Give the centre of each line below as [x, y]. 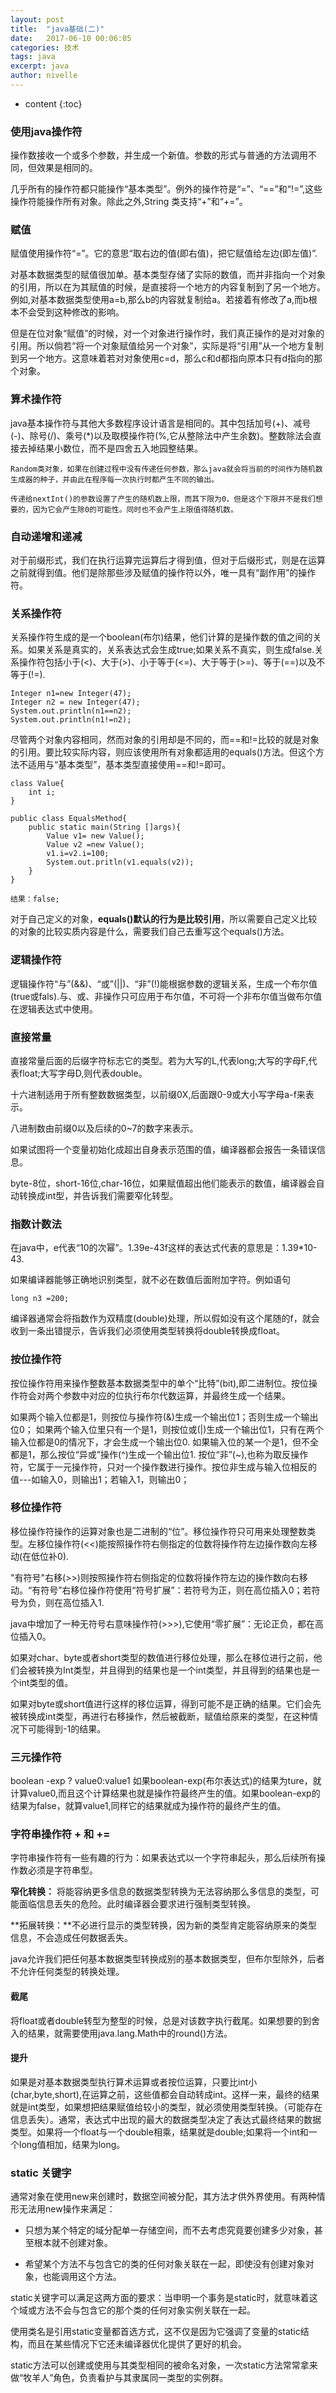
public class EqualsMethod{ [69, 819]
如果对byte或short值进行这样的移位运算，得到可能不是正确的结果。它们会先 [166, 1703]
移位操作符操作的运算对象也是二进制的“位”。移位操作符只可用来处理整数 [159, 1531]
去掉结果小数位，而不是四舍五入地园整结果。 [110, 448]
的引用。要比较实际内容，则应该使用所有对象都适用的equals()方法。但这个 [163, 752]
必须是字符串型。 [62, 1870]
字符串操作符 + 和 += [60, 1834]
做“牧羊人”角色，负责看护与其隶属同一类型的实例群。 [119, 2378]
